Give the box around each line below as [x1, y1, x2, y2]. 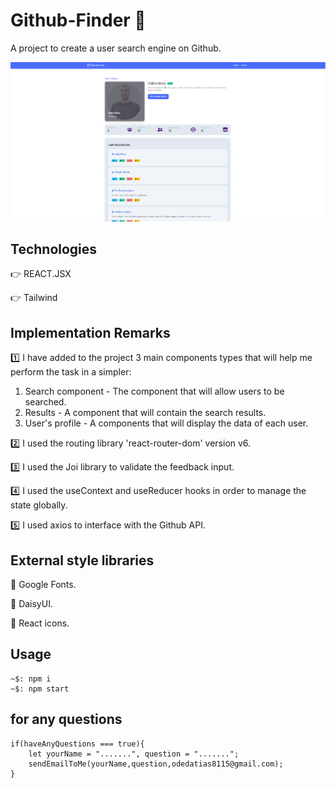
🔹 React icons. [10, 617, 70, 629]
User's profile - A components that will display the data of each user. [24, 417, 309, 429]
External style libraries [10, 552, 155, 569]
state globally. [10, 499, 68, 511]
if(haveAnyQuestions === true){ [10, 739, 145, 749]
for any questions [10, 711, 123, 728]
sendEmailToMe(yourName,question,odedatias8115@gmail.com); [28, 759, 284, 769]
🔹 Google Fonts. [10, 579, 77, 591]
